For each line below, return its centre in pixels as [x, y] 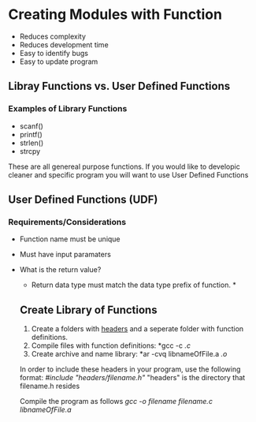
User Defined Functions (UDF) [83, 200]
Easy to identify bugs [54, 53]
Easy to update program [59, 62]
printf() [31, 134]
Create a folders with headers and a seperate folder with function [137, 329]
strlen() [32, 143]
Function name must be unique [70, 239]
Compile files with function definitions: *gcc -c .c [111, 345]
